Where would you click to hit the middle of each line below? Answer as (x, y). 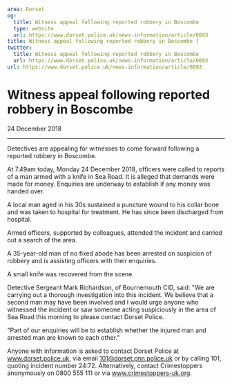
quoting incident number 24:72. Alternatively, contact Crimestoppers (105, 365)
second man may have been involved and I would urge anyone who (103, 302)
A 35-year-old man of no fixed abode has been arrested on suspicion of (109, 253)
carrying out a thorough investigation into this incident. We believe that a (110, 295)
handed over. (26, 191)
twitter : (20, 48)
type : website (33, 28)
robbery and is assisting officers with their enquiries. (82, 260)
